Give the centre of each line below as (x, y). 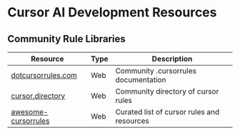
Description (172, 59)
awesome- (30, 112)
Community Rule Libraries (67, 39)
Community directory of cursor (167, 91)
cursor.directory (38, 96)
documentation (141, 80)
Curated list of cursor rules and (167, 112)
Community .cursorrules (156, 71)
